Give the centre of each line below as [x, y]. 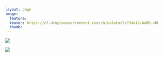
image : [12, 14]
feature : [18, 18]
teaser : [17, 23]
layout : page [18, 9]
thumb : [16, 27]
